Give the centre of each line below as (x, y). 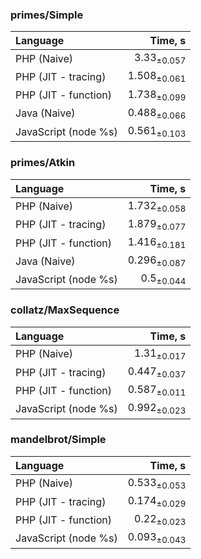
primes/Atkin (43, 163)
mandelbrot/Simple (58, 440)
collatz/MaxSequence (65, 310)
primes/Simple (47, 15)
